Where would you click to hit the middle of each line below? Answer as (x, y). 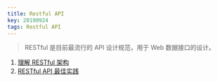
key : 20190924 (28, 20)
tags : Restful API (34, 27)
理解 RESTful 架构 (43, 62)
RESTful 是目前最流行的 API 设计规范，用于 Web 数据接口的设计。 (120, 48)
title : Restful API (36, 14)
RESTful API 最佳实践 (48, 71)
